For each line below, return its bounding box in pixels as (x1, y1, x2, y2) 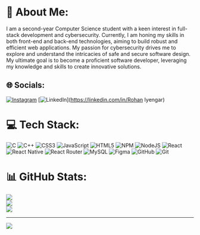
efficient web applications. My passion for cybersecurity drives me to (6, 44, 177, 51)
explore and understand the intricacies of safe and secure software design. (6, 50, 191, 57)
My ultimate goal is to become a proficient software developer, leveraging (6, 57, 187, 64)
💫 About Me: (6, 5, 69, 19)
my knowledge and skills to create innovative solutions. (6, 62, 142, 70)
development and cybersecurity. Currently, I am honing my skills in (20, 31, 185, 38)
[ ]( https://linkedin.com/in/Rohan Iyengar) (37, 96, 165, 103)
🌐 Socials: (6, 80, 45, 90)
